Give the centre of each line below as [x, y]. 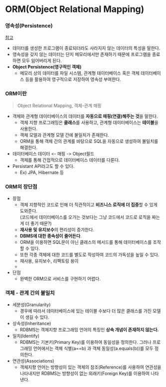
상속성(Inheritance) [32, 323]
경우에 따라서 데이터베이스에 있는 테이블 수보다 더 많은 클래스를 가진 [86, 311]
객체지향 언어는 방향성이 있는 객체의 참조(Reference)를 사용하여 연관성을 [90, 367]
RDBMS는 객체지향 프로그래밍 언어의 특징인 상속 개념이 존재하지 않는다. [89, 330]
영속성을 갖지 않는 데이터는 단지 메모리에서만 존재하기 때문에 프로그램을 [82, 54]
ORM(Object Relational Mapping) [75, 9]
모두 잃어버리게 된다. [42, 60]
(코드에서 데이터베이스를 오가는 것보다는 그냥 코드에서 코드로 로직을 [85, 217]
